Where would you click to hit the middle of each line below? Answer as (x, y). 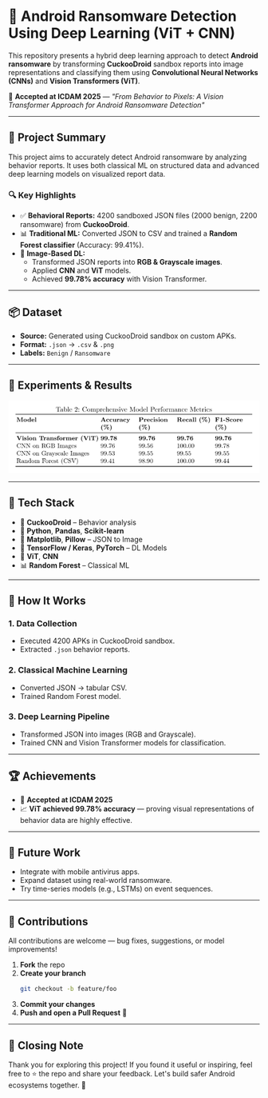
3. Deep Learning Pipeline (59, 717)
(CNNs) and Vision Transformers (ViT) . (74, 81)
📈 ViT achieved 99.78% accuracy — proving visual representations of (137, 809)
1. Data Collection (43, 623)
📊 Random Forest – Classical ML (75, 565)
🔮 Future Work (45, 852)
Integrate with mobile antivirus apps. (80, 872)
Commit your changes (57, 1004)
